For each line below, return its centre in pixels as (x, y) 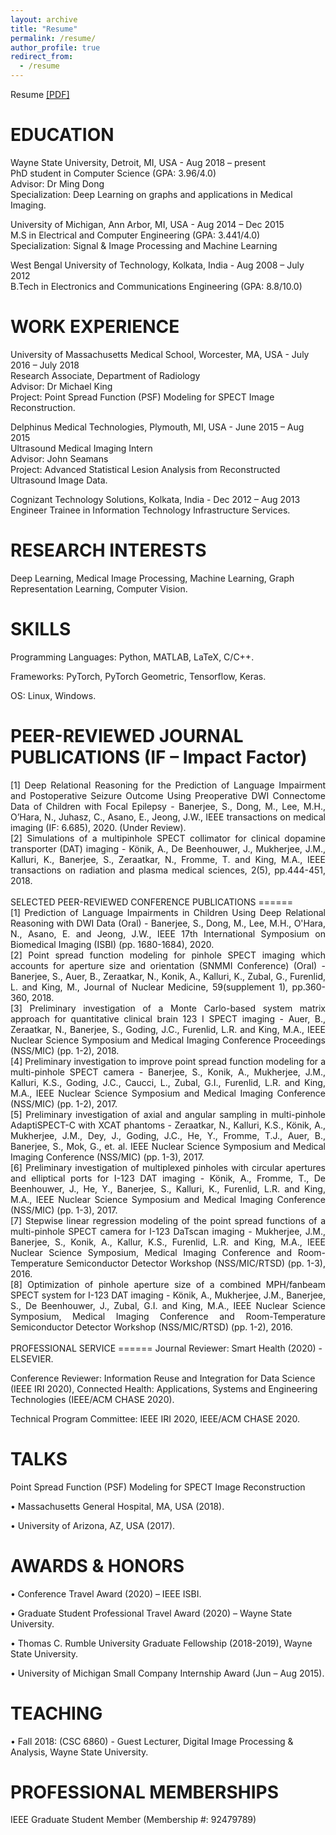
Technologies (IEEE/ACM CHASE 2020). (92, 1399)
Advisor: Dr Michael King (61, 386)
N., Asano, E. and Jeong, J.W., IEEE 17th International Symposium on (168, 933)
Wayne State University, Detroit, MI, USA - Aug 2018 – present (138, 162)
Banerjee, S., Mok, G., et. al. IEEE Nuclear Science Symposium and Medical (168, 1146)
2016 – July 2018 (45, 365)
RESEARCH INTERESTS (108, 550)
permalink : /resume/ (53, 38)
